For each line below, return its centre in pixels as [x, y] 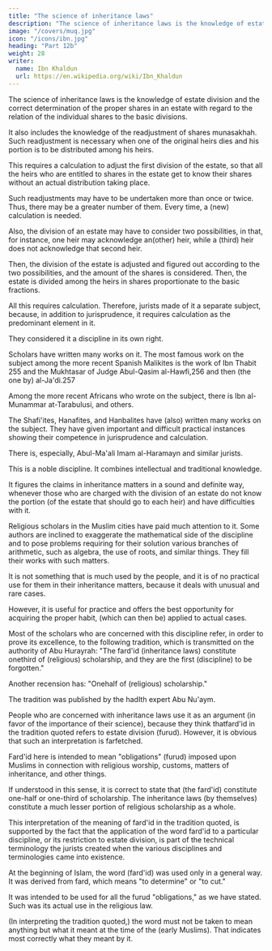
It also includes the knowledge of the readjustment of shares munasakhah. [133, 132]
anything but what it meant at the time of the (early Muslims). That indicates [135, 930]
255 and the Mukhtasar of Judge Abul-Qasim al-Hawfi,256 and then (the [130, 371]
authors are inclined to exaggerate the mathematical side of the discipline [131, 534]
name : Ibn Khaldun [47, 69]
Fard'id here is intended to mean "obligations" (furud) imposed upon [122, 756]
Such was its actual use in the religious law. [81, 906]
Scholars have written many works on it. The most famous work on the [126, 354]
